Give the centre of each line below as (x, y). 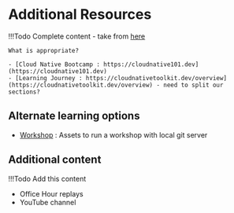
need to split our (193, 85)
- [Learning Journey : (45, 78)
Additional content (55, 160)
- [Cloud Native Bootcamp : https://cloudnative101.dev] (104, 64)
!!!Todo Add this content (47, 178)
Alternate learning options (74, 116)
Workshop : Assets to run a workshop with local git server (113, 134)
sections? (24, 92)
